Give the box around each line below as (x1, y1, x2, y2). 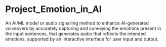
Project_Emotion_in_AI (5, 3, 102, 15)
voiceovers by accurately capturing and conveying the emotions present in (5, 25, 161, 31)
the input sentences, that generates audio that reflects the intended (5, 30, 146, 36)
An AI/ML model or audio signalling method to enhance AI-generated (5, 20, 149, 26)
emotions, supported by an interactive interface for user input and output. (5, 36, 159, 42)
